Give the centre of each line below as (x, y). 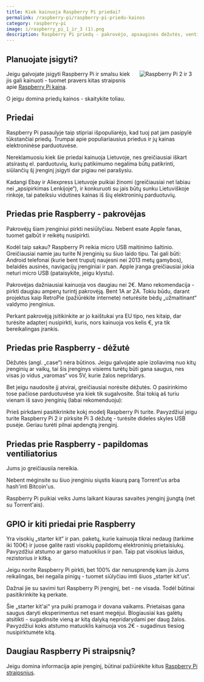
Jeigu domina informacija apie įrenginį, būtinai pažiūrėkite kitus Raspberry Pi (102, 666)
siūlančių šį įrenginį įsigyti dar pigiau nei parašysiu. (70, 170)
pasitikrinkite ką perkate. (37, 595)
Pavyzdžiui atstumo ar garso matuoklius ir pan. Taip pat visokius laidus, (96, 551)
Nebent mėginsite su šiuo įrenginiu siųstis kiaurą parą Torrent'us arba (93, 480)
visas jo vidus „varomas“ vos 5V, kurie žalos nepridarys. (76, 376)
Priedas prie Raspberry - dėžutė (68, 348)
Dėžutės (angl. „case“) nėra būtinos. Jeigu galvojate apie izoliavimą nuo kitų (101, 362)
